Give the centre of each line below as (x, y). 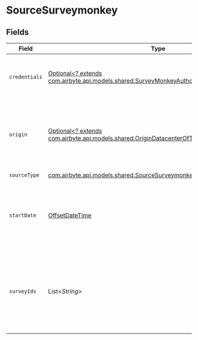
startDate (23, 215)
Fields (18, 32)
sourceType (24, 175)
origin (18, 134)
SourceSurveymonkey (62, 10)
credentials (26, 77)
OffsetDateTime (70, 215)
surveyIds (23, 291)
